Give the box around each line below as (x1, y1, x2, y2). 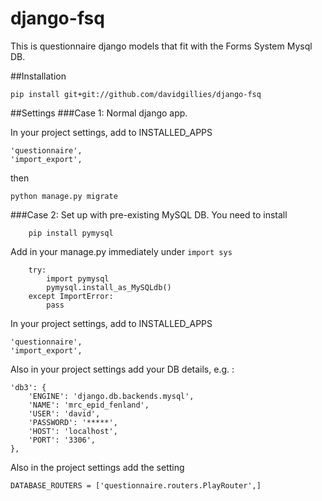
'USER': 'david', (28, 408, 101, 419)
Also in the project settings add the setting (10, 461, 185, 473)
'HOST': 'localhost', (28, 426, 118, 436)
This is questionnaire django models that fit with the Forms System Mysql (10, 40, 313, 52)
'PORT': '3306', (28, 435, 97, 445)
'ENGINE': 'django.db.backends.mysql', (28, 391, 195, 401)
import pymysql (46, 273, 110, 284)
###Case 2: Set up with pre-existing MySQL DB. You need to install (10, 208, 288, 221)
